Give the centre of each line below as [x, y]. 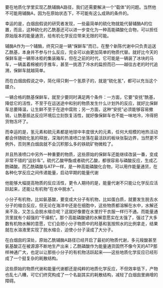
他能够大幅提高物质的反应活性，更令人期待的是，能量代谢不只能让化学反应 [79, 183]
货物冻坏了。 [18, 121]
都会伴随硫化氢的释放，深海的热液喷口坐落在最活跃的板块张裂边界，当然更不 [81, 138]
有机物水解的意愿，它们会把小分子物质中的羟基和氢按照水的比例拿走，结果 [83, 224]
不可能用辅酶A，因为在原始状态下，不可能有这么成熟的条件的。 [68, 13]
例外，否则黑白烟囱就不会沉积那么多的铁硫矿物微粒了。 [60, 144]
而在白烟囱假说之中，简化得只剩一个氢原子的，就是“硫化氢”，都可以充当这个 [81, 81]
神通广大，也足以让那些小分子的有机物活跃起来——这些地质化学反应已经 [81, 252]
